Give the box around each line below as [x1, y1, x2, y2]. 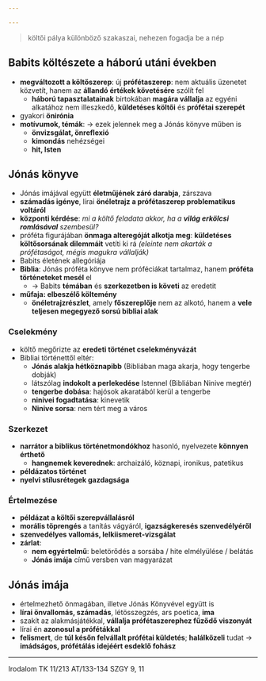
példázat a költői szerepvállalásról [19, 513, 135, 522]
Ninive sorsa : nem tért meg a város [31, 403, 148, 413]
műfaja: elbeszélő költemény [19, 290, 117, 299]
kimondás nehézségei [31, 136, 105, 145]
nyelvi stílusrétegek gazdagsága [19, 475, 130, 484]
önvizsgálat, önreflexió [31, 128, 109, 137]
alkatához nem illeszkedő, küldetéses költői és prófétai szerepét [31, 102, 245, 112]
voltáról [19, 206, 46, 215]
